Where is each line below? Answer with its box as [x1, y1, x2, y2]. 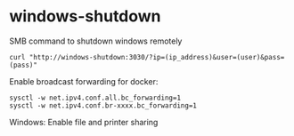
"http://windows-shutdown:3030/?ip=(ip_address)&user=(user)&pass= [29, 52, 285, 61]
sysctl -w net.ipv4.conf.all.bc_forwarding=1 [9, 93, 181, 102]
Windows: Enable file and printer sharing [9, 116, 159, 127]
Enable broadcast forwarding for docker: [9, 76, 159, 86]
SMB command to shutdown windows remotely [9, 36, 183, 46]
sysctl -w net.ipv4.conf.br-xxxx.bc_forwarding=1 [9, 100, 198, 110]
